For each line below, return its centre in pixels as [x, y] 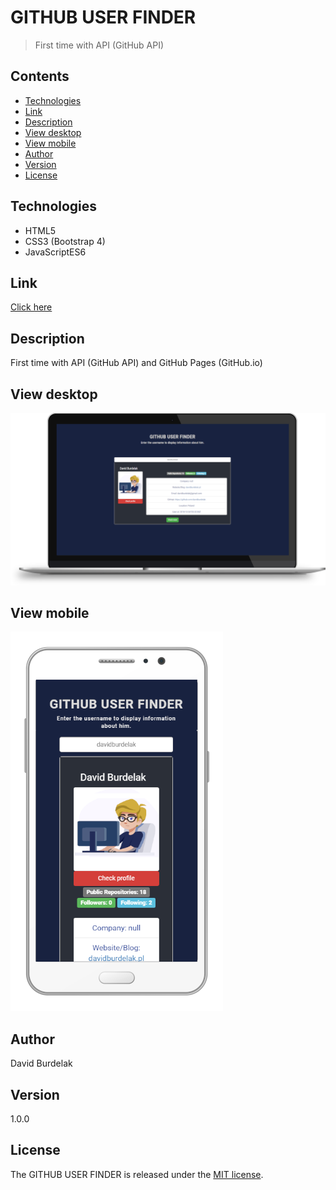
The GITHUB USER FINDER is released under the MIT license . [137, 1174]
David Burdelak [41, 1063]
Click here [31, 307]
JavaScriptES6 [55, 252]
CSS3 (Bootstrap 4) [65, 241]
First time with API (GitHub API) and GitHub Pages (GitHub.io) [136, 363]
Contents [40, 76]
